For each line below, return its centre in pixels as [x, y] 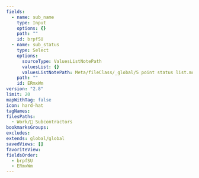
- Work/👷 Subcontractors [42, 122]
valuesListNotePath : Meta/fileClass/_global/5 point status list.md [108, 72]
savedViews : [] [25, 144]
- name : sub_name [33, 17]
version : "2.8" [25, 89]
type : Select [33, 50]
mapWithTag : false [29, 100]
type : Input [31, 23]
